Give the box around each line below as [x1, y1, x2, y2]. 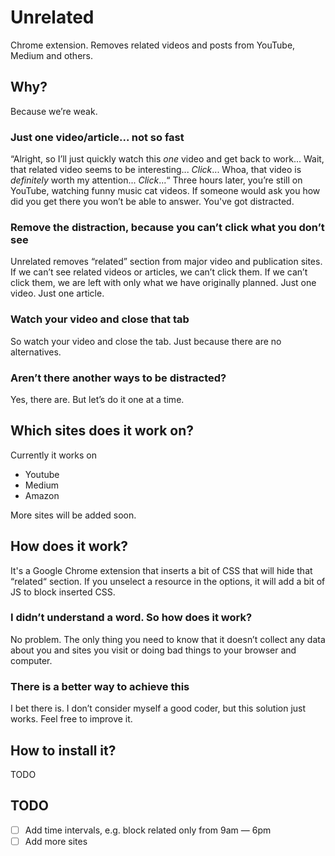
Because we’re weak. [10, 105, 98, 117]
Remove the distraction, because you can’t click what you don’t [10, 220, 325, 234]
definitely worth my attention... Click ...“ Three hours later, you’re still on [10, 174, 303, 186]
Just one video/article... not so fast [10, 130, 185, 144]
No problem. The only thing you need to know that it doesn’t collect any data [10, 633, 326, 645]
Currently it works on [10, 449, 97, 461]
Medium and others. [10, 49, 94, 61]
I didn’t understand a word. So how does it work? [10, 611, 253, 625]
